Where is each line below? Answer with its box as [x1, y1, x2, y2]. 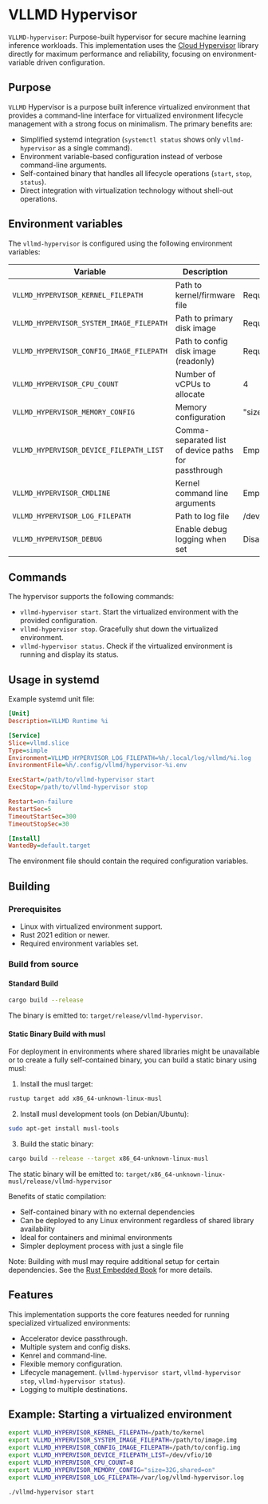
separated [175, 434, 214, 446]
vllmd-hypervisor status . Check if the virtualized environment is [19, 642, 233, 651]
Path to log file [175, 510, 230, 522]
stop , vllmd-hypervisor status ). [19, 1376, 126, 1386]
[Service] [8, 731, 41, 739]
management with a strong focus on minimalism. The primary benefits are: [8, 118, 253, 129]
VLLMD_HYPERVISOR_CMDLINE [12, 488, 111, 498]
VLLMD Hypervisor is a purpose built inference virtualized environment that [8, 102, 250, 111]
